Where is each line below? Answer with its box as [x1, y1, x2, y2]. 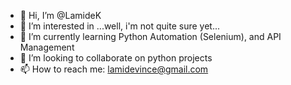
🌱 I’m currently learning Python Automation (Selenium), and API [19, 31, 282, 42]
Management [19, 41, 75, 53]
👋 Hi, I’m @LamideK [19, 10, 102, 21]
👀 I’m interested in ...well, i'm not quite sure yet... [19, 20, 221, 32]
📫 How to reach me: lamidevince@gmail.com [19, 63, 209, 75]
